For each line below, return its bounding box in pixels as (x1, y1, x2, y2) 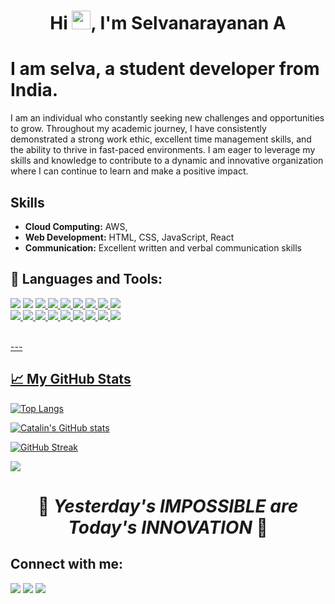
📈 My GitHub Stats (10, 371, 132, 388)
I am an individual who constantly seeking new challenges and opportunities (10, 112, 325, 124)
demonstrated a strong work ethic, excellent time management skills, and (10, 133, 312, 145)
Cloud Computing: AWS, (24, 220, 128, 232)
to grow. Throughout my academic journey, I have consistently (10, 123, 267, 135)
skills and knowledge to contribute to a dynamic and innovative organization (10, 155, 324, 167)
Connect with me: (10, 556, 124, 573)
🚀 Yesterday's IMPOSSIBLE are (37, 495, 299, 517)
